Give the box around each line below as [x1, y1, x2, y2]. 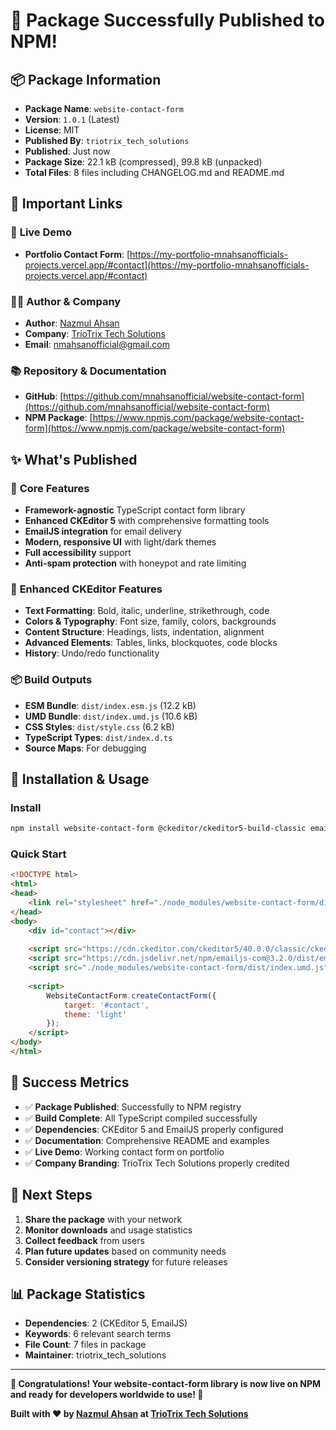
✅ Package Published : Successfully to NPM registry [24, 1100, 242, 1113]
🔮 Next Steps [10, 1187, 93, 1204]
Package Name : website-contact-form [24, 103, 184, 114]
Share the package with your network [24, 1213, 183, 1225]
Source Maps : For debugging [24, 742, 147, 754]
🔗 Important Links [10, 195, 123, 213]
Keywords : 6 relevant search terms [24, 1328, 172, 1340]
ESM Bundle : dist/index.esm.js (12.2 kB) [24, 699, 197, 711]
